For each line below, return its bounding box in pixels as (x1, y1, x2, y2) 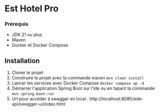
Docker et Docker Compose (11, 42, 68, 48)
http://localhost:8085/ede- (89, 96, 144, 102)
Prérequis (4, 21, 29, 28)
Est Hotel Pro (4, 3, 59, 14)
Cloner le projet (11, 70, 44, 75)
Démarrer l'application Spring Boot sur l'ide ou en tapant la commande (11, 85, 155, 91)
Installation (4, 56, 40, 65)
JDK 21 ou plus (11, 32, 42, 37)
